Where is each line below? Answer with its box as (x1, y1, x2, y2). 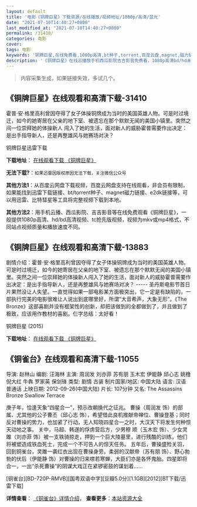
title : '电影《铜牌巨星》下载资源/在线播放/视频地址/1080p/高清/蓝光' (6, 14, 161, 20)
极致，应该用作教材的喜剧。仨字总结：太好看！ (6, 310, 119, 317)
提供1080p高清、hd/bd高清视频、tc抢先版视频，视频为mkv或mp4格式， (11, 216, 185, 223)
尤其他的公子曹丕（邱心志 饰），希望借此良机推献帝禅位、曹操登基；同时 (16, 411, 190, 418)
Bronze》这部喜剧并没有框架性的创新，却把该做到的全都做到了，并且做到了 (6, 303, 188, 310)
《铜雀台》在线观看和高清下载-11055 (6, 354, 140, 364)
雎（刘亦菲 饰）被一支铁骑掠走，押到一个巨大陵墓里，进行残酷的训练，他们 (6, 433, 188, 440)
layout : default (6, 8, 46, 15)
